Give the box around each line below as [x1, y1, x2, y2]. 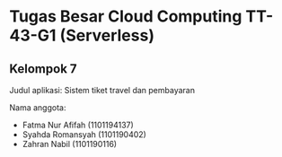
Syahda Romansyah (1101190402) [22, 129, 146, 140]
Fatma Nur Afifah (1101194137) [22, 119, 135, 130]
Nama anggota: [9, 102, 66, 113]
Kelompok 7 [9, 61, 78, 76]
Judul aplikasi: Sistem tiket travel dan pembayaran [9, 85, 196, 95]
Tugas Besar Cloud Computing [9, 6, 242, 27]
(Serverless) [59, 25, 155, 46]
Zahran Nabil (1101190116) [22, 139, 118, 149]
